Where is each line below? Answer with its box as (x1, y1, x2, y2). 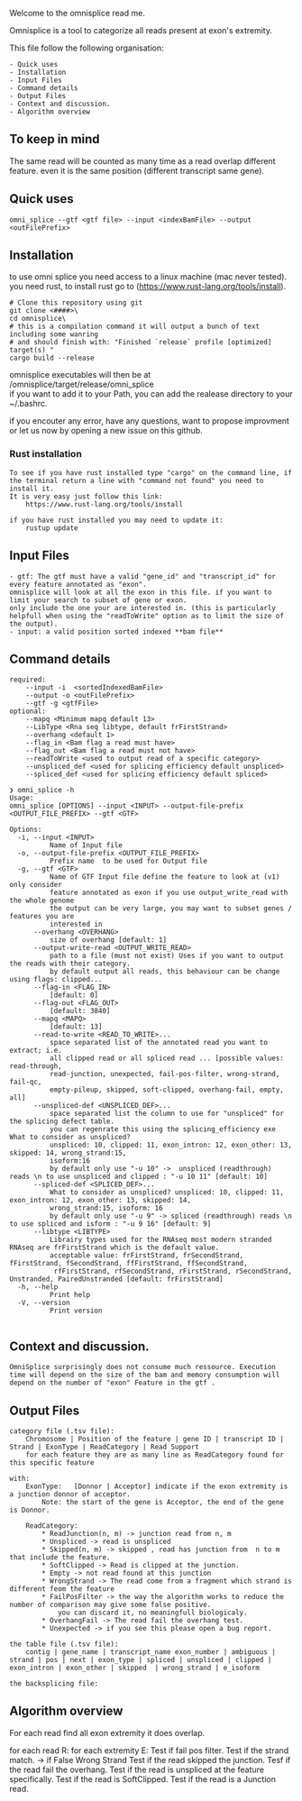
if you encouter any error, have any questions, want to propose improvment (9, 416, 290, 426)
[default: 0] (49, 991, 99, 1000)
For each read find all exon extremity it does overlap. (9, 1727, 206, 1738)
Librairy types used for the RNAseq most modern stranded (49, 1235, 272, 1245)
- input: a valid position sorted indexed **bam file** (9, 626, 224, 636)
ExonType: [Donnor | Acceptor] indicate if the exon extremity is (25, 1482, 288, 1491)
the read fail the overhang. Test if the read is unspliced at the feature (9, 1764, 264, 1775)
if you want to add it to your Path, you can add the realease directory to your (9, 389, 293, 399)
